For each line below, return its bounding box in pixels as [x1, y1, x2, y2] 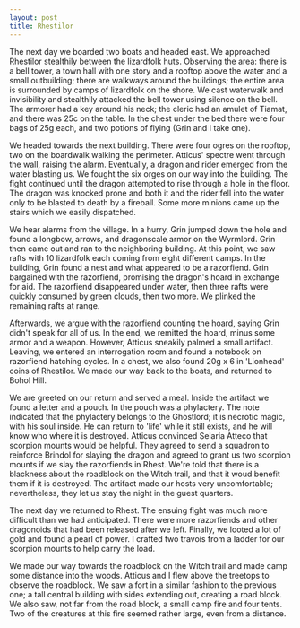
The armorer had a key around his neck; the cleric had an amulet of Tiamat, [9, 103, 287, 114]
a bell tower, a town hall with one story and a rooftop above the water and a [9, 65, 287, 76]
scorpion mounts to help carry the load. [9, 543, 156, 554]
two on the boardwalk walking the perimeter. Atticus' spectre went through [9, 149, 286, 160]
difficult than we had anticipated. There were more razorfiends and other [9, 514, 279, 525]
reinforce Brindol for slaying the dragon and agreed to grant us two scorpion [9, 449, 291, 460]
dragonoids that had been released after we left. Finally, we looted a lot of [9, 524, 282, 535]
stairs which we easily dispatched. [9, 206, 137, 217]
